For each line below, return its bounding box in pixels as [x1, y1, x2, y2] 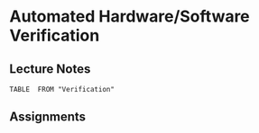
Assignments [9, 110, 87, 125]
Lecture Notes [9, 61, 91, 76]
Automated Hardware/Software [9, 6, 250, 27]
